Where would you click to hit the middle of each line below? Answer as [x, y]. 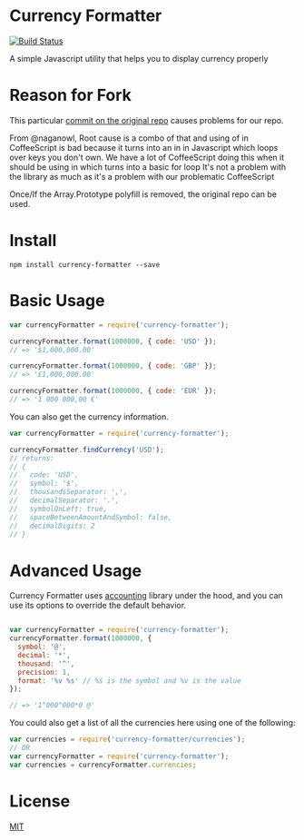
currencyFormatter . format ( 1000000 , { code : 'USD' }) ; [113, 341]
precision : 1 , [44, 672]
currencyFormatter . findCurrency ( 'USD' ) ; [87, 450]
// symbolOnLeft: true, [58, 509]
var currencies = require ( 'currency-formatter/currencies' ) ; [127, 740]
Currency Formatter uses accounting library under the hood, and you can [146, 596]
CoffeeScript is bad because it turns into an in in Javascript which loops [144, 147]
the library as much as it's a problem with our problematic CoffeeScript [142, 176]
